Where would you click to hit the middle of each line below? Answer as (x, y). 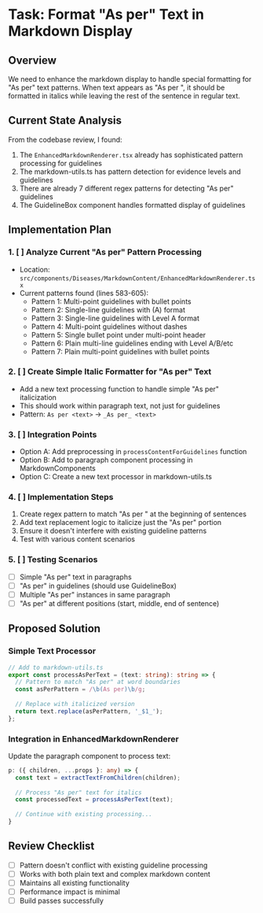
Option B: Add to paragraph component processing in (106, 460)
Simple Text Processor (52, 651)
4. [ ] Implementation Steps (61, 497)
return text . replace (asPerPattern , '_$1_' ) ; (89, 711)
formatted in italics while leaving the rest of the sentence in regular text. (124, 96)
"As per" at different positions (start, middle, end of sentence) (119, 603)
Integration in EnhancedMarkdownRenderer (93, 739)
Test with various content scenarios (77, 539)
